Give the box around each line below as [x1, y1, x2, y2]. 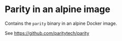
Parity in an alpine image [5, 4, 111, 15]
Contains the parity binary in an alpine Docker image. [5, 20, 117, 26]
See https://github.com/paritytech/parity [5, 30, 90, 36]
